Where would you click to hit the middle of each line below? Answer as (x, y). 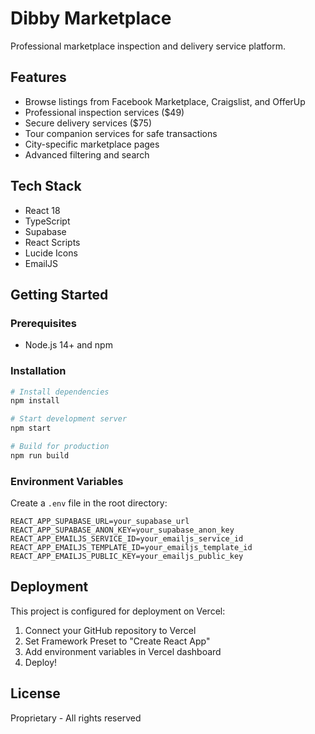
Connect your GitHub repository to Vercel (110, 630)
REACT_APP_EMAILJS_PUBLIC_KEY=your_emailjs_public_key (127, 557)
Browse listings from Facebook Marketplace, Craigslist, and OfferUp (165, 101)
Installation (38, 371)
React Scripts (52, 242)
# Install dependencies (60, 392)
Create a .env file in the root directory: (89, 503)
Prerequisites (43, 323)
